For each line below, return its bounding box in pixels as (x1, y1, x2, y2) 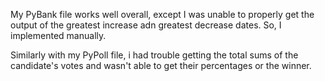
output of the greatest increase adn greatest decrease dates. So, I (10, 19, 282, 31)
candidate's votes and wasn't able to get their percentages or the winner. (10, 60, 312, 71)
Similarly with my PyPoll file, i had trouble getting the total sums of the (10, 49, 299, 61)
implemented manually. (10, 30, 107, 41)
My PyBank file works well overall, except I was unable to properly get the (10, 9, 315, 20)
